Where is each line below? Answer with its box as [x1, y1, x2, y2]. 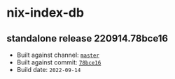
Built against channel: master [16, 51, 99, 59]
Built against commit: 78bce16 [16, 58, 101, 67]
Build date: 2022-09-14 [16, 66, 81, 73]
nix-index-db [6, 5, 85, 21]
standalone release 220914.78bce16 [6, 33, 169, 44]
